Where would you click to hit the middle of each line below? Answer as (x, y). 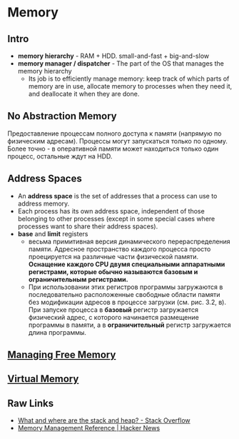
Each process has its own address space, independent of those (111, 211)
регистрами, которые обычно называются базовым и (113, 271)
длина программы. (57, 332)
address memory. (44, 203)
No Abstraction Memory (62, 116)
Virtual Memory (43, 379)
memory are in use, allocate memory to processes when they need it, (130, 86)
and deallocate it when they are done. (84, 94)
